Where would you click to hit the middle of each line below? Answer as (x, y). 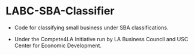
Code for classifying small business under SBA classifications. (91, 27)
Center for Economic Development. (58, 45)
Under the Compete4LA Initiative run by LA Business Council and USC (101, 39)
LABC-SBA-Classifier (60, 11)
